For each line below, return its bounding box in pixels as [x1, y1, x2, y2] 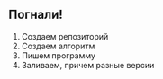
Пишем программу [21, 49, 96, 61]
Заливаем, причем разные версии [21, 59, 155, 70]
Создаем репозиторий [21, 31, 109, 41]
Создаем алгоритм [21, 40, 95, 51]
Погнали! [8, 7, 64, 22]
